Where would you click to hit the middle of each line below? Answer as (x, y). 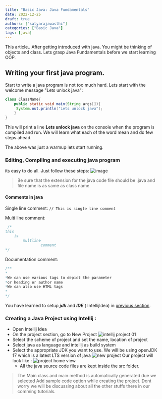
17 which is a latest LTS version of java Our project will (83, 355)
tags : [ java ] (19, 33)
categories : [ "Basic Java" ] (34, 28)
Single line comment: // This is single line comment (60, 208)
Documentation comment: (32, 259)
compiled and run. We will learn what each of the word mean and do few (79, 132)
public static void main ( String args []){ (57, 104)
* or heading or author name (34, 282)
